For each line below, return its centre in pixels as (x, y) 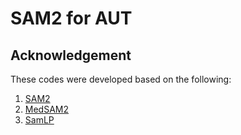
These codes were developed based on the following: (121, 79)
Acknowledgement (71, 55)
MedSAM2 (47, 109)
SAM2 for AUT (71, 18)
